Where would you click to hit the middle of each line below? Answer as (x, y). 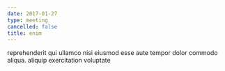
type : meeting (28, 20)
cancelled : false (32, 26)
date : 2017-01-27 (32, 14)
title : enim (24, 33)
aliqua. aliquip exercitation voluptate (59, 61)
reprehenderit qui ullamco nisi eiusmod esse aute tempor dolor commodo (113, 53)
